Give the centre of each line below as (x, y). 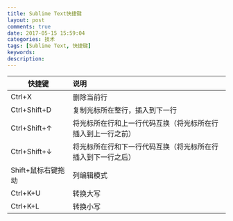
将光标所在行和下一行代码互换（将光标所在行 (145, 147)
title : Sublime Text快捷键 (44, 14)
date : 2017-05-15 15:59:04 (46, 33)
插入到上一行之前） (104, 133)
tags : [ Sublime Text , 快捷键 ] (49, 46)
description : (26, 59)
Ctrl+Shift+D (31, 110)
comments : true (29, 26)
